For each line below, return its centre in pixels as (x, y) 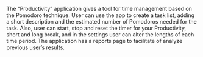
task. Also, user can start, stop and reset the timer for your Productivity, (96, 28)
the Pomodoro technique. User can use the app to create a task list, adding (101, 15)
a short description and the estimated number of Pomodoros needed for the (101, 22)
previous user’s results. (36, 47)
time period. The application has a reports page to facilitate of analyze (94, 41)
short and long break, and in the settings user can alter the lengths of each (100, 35)
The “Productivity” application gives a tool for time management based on (99, 9)
